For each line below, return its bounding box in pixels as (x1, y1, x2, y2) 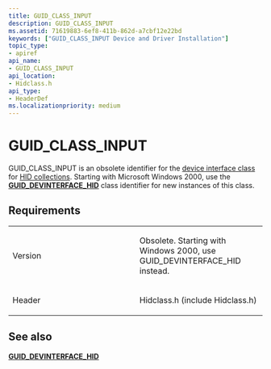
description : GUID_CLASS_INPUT (8, 19, 114, 27)
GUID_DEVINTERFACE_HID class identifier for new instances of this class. (8, 181, 256, 191)
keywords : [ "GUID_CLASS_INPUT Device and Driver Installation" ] (8, 34, 229, 43)
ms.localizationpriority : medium (8, 102, 121, 110)
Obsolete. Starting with (140, 235, 227, 246)
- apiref (8, 49, 38, 57)
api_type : (8, 86, 42, 95)
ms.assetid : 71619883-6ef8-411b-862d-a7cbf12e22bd (8, 27, 182, 35)
